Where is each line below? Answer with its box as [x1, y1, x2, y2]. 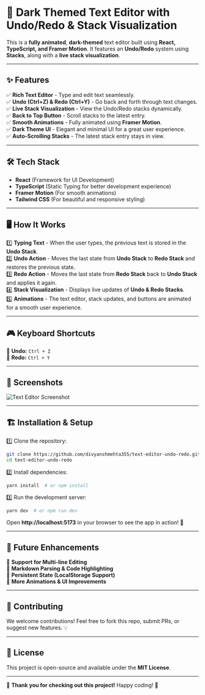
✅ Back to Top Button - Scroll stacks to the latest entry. [6, 112, 146, 119]
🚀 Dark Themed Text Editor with [6, 5, 170, 20]
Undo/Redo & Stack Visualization [6, 18, 178, 32]
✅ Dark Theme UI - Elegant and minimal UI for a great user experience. [6, 125, 185, 133]
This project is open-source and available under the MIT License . [6, 664, 171, 671]
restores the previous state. [6, 263, 76, 271]
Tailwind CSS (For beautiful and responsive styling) [15, 195, 145, 203]
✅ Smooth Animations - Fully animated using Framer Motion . [6, 118, 162, 126]
